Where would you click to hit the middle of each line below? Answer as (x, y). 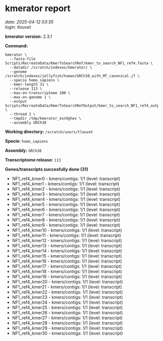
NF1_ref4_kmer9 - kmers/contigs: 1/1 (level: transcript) (66, 225)
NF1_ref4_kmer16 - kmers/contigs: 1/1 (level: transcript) (67, 261)
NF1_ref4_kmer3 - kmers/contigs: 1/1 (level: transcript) (66, 194)
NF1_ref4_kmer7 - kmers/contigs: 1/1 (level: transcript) (66, 214)
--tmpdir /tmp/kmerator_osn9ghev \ (45, 118)
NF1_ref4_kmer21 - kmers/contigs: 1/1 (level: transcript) (67, 287)
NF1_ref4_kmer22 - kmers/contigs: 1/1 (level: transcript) (67, 292)
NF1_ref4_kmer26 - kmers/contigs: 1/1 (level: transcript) (67, 312)
